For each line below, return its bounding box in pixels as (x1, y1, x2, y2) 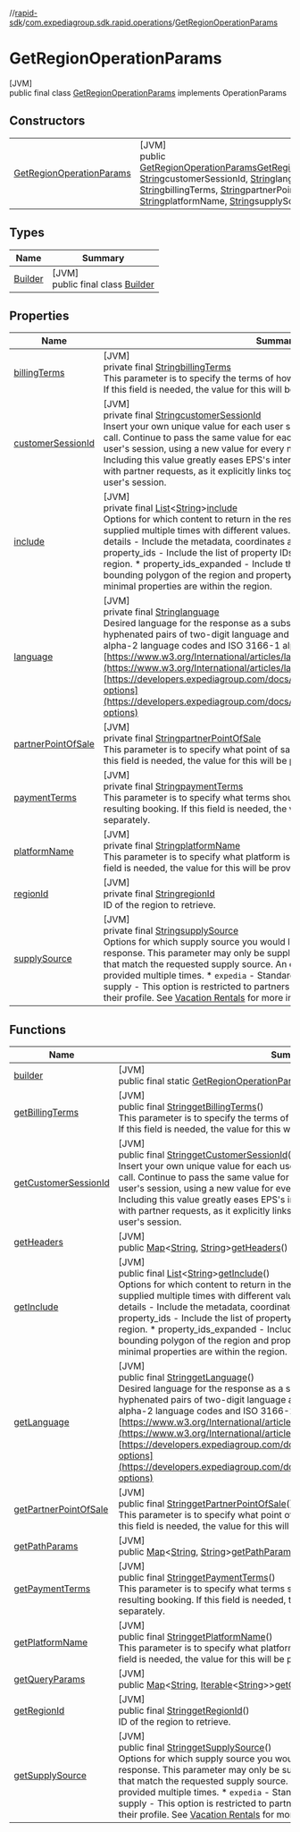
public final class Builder (52, 277, 154, 290)
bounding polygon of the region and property (103, 569, 293, 581)
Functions (9, 1022, 67, 1037)
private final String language (103, 606, 220, 618)
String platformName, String (139, 194, 255, 207)
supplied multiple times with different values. (103, 524, 291, 537)
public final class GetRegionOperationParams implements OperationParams (9, 87, 287, 98)
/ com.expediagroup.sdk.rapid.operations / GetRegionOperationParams (21, 17, 279, 28)
